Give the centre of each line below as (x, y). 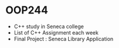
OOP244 (27, 10)
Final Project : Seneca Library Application (64, 39)
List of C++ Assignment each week (56, 32)
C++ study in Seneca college (49, 26)
